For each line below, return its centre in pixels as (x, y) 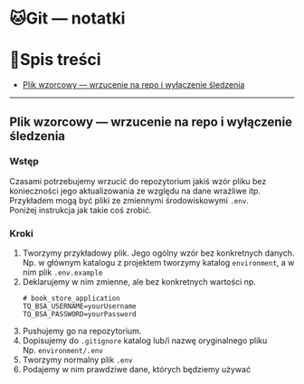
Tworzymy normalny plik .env (77, 360)
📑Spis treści (55, 60)
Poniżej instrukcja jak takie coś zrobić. (81, 210)
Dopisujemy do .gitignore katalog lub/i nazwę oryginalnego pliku (145, 341)
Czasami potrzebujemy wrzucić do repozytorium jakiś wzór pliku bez (138, 181)
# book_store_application (71, 299)
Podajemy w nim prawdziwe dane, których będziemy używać (137, 370)
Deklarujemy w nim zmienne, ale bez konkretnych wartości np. (139, 282)
